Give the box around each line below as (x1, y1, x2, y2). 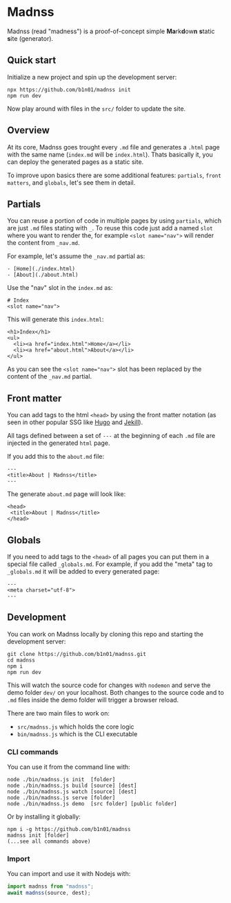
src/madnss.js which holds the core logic (17, 722, 134, 731)
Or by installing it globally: (7, 812, 81, 821)
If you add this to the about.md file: (7, 453, 105, 461)
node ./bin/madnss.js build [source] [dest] (7, 783, 137, 790)
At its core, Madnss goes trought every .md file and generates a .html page (7, 143, 221, 151)
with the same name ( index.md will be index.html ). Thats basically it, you (7, 150, 214, 158)
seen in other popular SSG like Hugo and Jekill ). (7, 418, 143, 426)
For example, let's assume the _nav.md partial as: (7, 252, 145, 260)
